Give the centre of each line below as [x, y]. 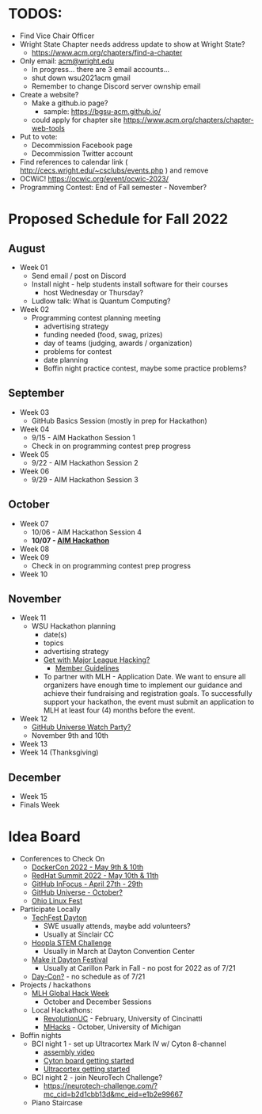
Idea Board [44, 837]
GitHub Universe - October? [77, 892]
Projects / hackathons [55, 985]
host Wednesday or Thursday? [93, 292]
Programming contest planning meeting [96, 317]
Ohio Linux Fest [57, 901]
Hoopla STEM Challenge [71, 943]
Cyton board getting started [89, 1061]
